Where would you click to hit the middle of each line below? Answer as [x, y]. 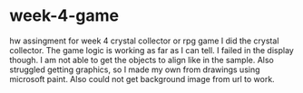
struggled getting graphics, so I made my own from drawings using [135, 70]
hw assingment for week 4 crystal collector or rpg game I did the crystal [144, 41]
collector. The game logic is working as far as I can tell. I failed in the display [152, 50]
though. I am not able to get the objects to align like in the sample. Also [142, 60]
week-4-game [64, 16]
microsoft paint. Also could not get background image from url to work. [142, 79]
